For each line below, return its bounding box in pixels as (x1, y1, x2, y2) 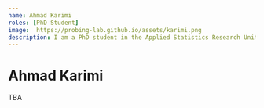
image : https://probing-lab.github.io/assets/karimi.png (8, 26, 202, 34)
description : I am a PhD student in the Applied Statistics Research (8, 33, 241, 41)
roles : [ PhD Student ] (8, 19, 79, 27)
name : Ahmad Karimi (8, 11, 72, 20)
